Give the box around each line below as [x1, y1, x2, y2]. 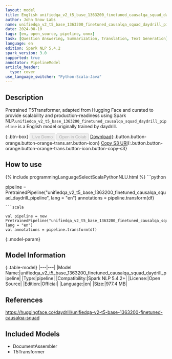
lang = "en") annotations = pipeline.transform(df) [51, 194, 155, 201]
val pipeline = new [5, 213, 47, 218]
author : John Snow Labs [5, 17, 56, 22]
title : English [5, 12, 38, 17]
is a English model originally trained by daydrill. [17, 123, 117, 129]
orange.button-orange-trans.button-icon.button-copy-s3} [5, 145, 127, 151]
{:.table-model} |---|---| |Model [5, 265, 72, 271]
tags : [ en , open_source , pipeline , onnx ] [5, 31, 95, 36]
